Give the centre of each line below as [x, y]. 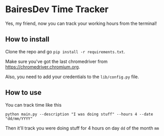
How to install [27, 39]
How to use [23, 93]
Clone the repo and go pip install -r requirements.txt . [65, 51]
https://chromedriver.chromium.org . [43, 66]
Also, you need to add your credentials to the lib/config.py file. [72, 77]
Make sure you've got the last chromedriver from [56, 61]
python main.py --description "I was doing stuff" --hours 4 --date [79, 114]
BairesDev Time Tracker [57, 9]
